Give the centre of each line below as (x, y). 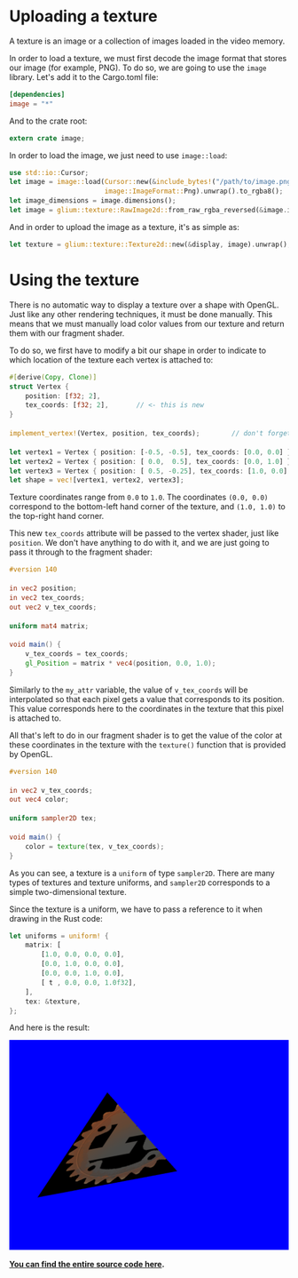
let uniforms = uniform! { (59, 936)
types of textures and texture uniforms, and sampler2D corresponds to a (140, 883)
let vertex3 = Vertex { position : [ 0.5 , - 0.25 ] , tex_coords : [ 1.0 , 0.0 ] (149, 471)
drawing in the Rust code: (56, 918)
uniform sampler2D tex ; (53, 819)
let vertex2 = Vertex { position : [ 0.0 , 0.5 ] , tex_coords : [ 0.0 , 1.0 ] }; (152, 461)
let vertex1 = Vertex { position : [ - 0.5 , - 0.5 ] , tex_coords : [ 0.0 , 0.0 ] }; (152, 452)
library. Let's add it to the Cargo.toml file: (84, 76)
